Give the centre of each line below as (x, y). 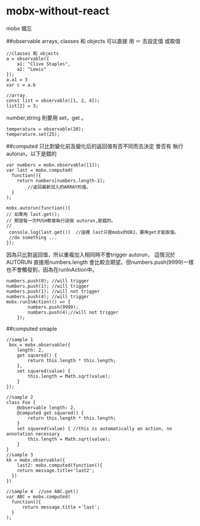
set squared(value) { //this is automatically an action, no (94, 428)
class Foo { (21, 402)
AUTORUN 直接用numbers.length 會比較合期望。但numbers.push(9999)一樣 (100, 262)
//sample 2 (20, 397)
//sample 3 (20, 455)
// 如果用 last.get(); (33, 214)
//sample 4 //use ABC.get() (42, 491)
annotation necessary (33, 434)
